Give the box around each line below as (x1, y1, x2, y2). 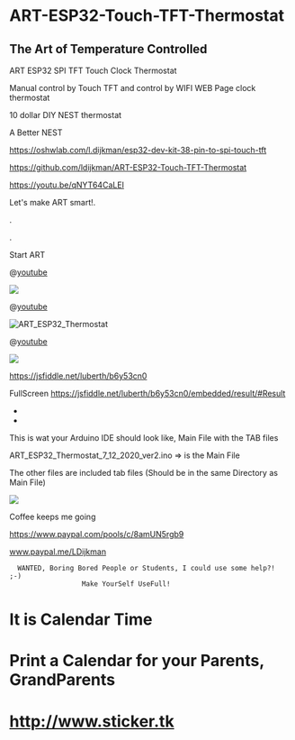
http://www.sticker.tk (9, 711, 174, 731)
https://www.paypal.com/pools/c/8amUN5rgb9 (9, 529, 184, 539)
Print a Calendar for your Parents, (9, 651, 264, 671)
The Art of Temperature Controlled (9, 41, 208, 57)
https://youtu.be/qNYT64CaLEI (9, 179, 124, 190)
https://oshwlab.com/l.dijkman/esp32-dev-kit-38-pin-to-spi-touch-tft (9, 145, 267, 155)
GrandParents (9, 670, 115, 690)
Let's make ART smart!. (9, 197, 96, 207)
